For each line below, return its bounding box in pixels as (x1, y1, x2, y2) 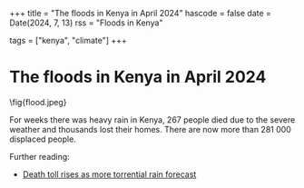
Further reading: (9, 151, 70, 162)
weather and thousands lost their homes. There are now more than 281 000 (9, 124, 292, 134)
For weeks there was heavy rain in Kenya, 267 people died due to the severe (9, 114, 296, 125)
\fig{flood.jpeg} (9, 96, 67, 107)
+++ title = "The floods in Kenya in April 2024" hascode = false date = (9, 8, 272, 18)
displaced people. (9, 134, 77, 144)
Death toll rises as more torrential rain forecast (22, 168, 197, 180)
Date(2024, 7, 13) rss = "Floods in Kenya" (9, 17, 163, 28)
